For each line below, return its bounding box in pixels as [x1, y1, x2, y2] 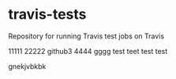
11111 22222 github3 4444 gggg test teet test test [8, 46, 168, 56]
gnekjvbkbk [8, 61, 47, 71]
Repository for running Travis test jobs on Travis [8, 31, 164, 41]
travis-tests [8, 5, 87, 23]
